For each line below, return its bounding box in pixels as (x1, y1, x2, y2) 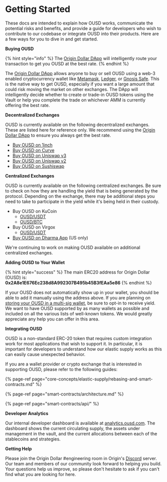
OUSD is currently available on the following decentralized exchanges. (5, 121, 150, 127)
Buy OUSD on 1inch (12, 141, 53, 148)
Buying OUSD (5, 45, 34, 51)
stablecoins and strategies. (5, 436, 61, 442)
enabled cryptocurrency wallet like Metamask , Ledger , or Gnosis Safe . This (5, 75, 160, 81)
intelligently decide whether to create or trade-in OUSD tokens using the (5, 91, 154, 97)
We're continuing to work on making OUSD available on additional (5, 244, 141, 250)
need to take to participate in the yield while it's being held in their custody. (5, 198, 160, 204)
